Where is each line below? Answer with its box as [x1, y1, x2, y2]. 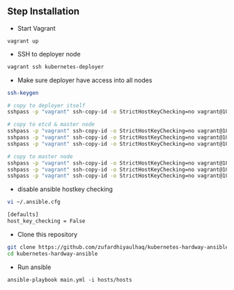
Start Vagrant [17, 24, 56, 32]
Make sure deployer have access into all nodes [17, 76, 153, 84]
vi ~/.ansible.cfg [7, 199, 61, 206]
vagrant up [7, 38, 39, 45]
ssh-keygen [7, 89, 39, 96]
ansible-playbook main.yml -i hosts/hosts [7, 276, 132, 283]
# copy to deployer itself [7, 102, 86, 109]
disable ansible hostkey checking [17, 185, 114, 194]
